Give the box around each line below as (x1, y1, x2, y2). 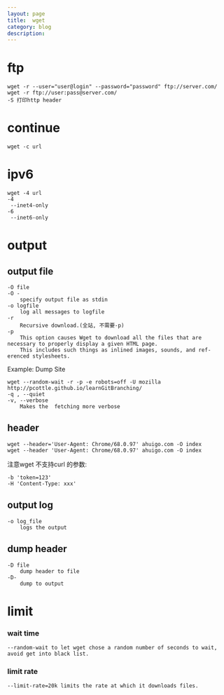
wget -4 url (7, 190, 42, 197)
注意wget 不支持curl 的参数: (7, 460, 87, 468)
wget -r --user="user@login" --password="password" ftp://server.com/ (7, 83, 218, 90)
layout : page (7, 10, 45, 18)
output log (7, 499, 54, 511)
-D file (7, 562, 30, 569)
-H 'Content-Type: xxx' (7, 480, 77, 487)
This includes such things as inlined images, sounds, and (20, 346, 196, 354)
